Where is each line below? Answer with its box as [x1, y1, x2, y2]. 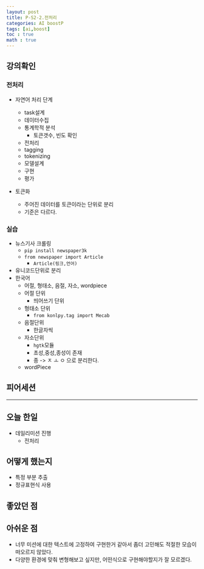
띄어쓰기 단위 [33, 297, 65, 304]
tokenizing [24, 152, 50, 160]
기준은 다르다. [24, 208, 57, 216]
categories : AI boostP [6, 20, 64, 26]
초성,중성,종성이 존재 [33, 349, 83, 356]
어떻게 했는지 [6, 457, 53, 466]
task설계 [24, 109, 45, 116]
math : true [6, 37, 36, 43]
